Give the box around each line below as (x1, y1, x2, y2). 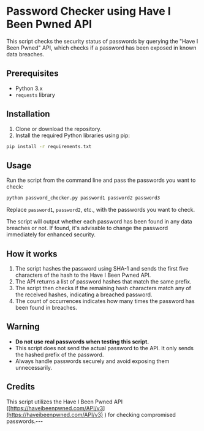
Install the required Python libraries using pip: (15, 132, 130, 139)
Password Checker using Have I (6, 4, 172, 18)
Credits (6, 381, 36, 392)
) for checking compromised (104, 411, 176, 418)
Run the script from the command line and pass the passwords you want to (6, 176, 196, 184)
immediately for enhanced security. (6, 231, 96, 238)
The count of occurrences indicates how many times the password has (15, 297, 195, 304)
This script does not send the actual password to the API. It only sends (15, 344, 194, 351)
